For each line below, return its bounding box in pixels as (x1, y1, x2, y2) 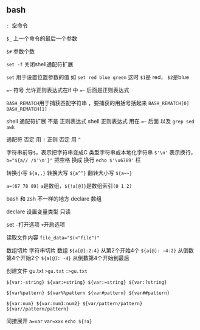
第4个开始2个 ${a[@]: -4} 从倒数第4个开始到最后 (6, 254, 129, 261)
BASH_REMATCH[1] (6, 106, 47, 112)
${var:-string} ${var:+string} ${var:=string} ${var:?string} (6, 279, 167, 285)
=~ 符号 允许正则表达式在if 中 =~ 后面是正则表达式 (6, 86, 129, 94)
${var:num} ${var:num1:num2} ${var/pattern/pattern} (6, 300, 143, 306)
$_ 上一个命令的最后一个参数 (6, 35, 78, 42)
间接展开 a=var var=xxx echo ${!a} (6, 317, 92, 325)
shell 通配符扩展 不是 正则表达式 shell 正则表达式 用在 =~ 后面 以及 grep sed (6, 117, 195, 125)
